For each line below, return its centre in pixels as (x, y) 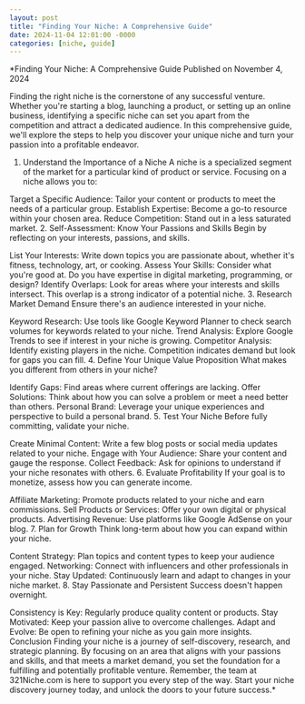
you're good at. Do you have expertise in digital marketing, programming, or (151, 275)
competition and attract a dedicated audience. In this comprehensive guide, (151, 126)
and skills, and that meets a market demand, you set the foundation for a (145, 661)
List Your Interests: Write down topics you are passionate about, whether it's (152, 256)
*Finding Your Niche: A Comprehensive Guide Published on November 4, (146, 69)
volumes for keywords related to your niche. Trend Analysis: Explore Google (151, 331)
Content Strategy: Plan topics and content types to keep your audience (142, 557)
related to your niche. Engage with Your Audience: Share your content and (148, 453)
